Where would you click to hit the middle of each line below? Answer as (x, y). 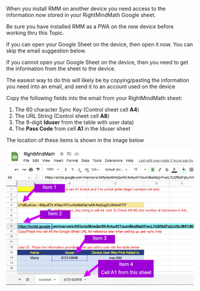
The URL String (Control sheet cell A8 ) (62, 116)
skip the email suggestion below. (46, 51)
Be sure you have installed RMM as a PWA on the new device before (90, 27)
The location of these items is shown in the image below (75, 140)
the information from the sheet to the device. (61, 69)
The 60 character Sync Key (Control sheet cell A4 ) (77, 109)
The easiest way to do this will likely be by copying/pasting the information (98, 80)
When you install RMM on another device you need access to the (86, 9)
